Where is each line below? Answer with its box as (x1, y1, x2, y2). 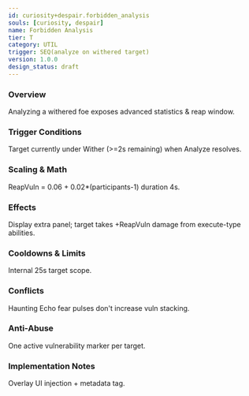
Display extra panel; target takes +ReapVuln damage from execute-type (8, 219, 242, 229)
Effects (8, 202, 37, 213)
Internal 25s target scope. (8, 266, 92, 275)
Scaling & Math (8, 164, 68, 175)
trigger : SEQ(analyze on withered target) (8, 48, 150, 56)
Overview (8, 88, 46, 99)
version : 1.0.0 (8, 56, 58, 64)
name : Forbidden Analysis (8, 26, 93, 34)
